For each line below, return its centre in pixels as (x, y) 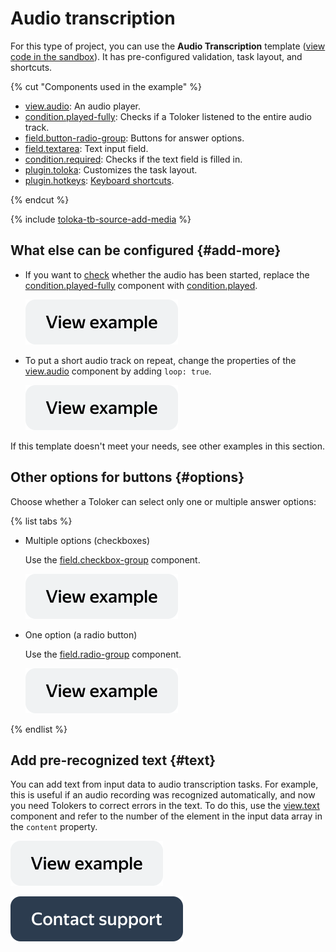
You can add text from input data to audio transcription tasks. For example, (164, 784)
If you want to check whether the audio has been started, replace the (167, 274)
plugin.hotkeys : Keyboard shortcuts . (99, 180)
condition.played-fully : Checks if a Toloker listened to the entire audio (168, 116)
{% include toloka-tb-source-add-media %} (101, 219)
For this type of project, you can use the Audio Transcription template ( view (168, 46)
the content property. (54, 827)
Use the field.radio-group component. (103, 654)
